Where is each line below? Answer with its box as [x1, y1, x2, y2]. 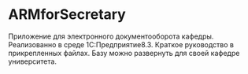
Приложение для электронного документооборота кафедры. [8, 31, 214, 41]
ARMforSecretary [8, 6, 126, 24]
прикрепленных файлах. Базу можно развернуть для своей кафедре [8, 48, 240, 57]
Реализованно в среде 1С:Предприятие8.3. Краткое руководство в [8, 39, 235, 49]
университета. [8, 57, 57, 66]
